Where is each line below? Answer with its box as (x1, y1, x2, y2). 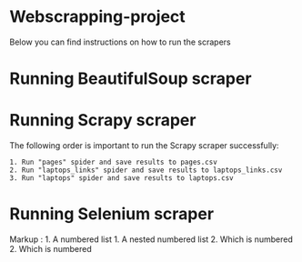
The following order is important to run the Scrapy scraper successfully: (9, 140, 279, 151)
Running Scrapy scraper (9, 110, 196, 131)
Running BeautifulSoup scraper (9, 68, 252, 89)
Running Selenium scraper (9, 204, 215, 225)
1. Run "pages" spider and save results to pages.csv (9, 157, 218, 167)
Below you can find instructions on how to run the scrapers (9, 36, 231, 47)
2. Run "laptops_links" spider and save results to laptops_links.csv (9, 166, 283, 175)
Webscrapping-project (9, 6, 186, 27)
